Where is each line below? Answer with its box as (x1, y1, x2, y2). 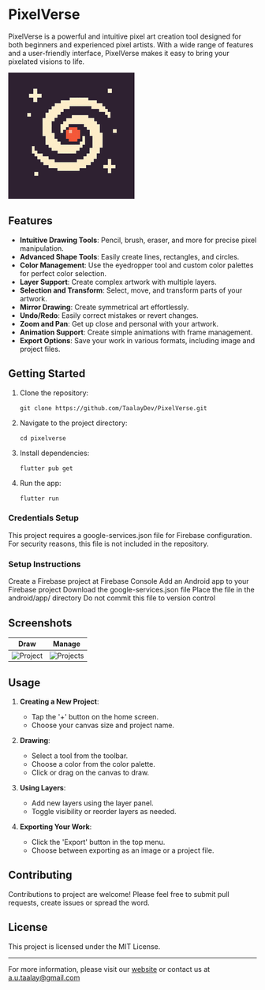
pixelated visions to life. (8, 57, 85, 66)
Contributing (8, 869, 73, 882)
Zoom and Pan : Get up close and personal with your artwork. (19, 319, 219, 328)
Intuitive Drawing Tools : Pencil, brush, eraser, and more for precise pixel (19, 235, 257, 245)
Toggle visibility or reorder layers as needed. (31, 807, 177, 816)
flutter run (19, 495, 59, 502)
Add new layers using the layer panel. (31, 798, 154, 808)
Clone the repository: (19, 388, 89, 398)
